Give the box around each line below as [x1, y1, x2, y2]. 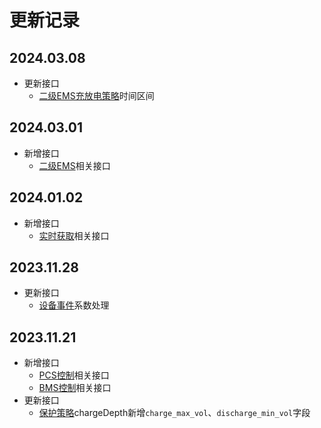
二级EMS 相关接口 [38, 159, 111, 171]
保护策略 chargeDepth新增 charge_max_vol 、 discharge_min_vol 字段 [38, 407, 311, 419]
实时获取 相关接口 [38, 229, 110, 241]
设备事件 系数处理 [38, 299, 110, 311]
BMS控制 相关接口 [38, 382, 112, 394]
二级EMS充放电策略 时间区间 [38, 90, 155, 101]
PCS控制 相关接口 [38, 369, 110, 381]
